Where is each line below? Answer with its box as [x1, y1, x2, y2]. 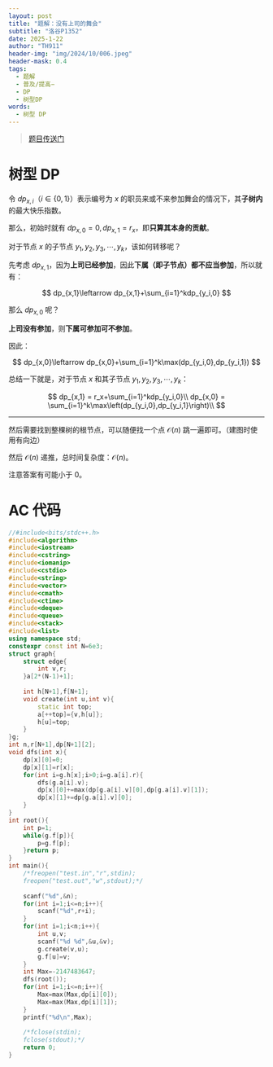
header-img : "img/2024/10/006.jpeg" [8, 50, 132, 58]
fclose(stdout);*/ [23, 1036, 85, 1044]
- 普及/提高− [15, 80, 55, 88]
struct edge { [23, 657, 67, 665]
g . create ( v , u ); [37, 945, 89, 953]
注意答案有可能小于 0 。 [8, 469, 87, 479]
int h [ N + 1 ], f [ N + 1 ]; [23, 687, 89, 696]
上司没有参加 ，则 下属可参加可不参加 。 [8, 323, 136, 333]
